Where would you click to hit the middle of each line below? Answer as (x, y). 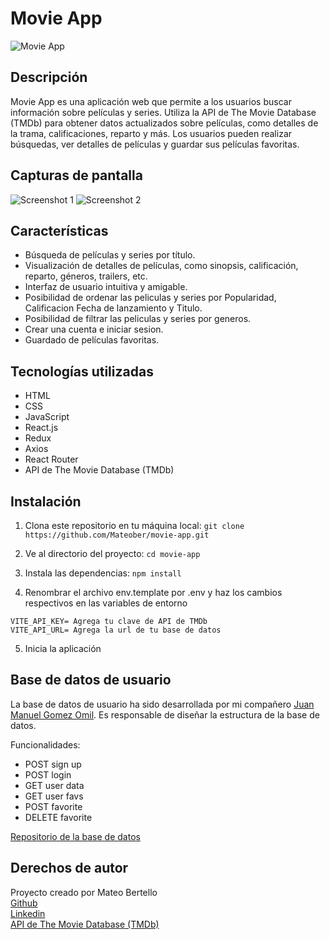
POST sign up (53, 764)
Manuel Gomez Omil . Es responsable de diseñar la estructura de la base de (165, 714)
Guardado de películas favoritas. (92, 340)
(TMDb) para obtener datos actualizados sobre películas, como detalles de (164, 123)
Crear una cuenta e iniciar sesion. (94, 329)
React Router (51, 459)
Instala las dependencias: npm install (103, 573)
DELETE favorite (58, 817)
